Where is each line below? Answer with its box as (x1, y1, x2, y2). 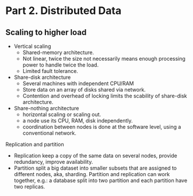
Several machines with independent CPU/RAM (22, 80, 134, 87)
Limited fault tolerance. (22, 68, 78, 74)
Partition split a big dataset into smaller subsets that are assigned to (13, 164, 177, 171)
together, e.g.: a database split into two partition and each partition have (13, 177, 188, 184)
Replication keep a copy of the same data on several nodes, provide (13, 152, 177, 159)
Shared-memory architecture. (22, 49, 94, 56)
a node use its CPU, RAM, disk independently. (22, 117, 133, 124)
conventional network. (22, 129, 76, 136)
